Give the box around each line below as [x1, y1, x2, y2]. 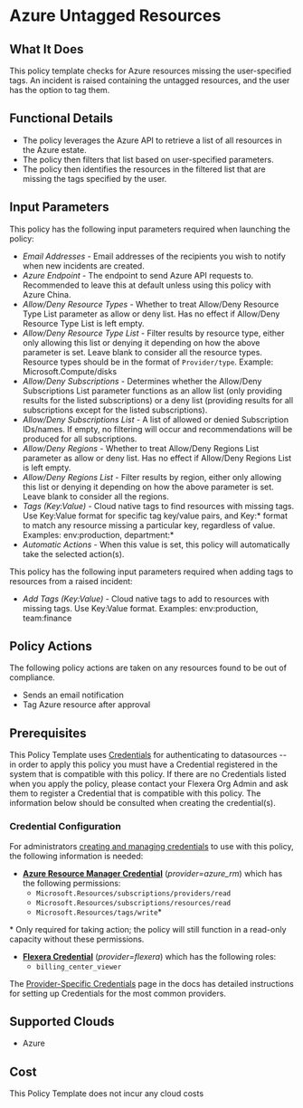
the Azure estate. [22, 144, 88, 155]
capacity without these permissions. [9, 933, 145, 944]
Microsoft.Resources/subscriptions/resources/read [35, 898, 232, 907]
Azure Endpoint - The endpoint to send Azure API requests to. [22, 270, 254, 280]
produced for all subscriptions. [22, 433, 137, 444]
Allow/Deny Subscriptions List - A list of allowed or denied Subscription [22, 413, 289, 425]
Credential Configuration [9, 820, 122, 833]
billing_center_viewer [35, 962, 122, 971]
